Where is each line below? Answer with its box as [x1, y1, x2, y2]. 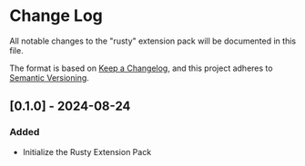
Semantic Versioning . [9, 72, 89, 83]
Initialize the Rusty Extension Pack [22, 146, 152, 157]
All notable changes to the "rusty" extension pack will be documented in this [9, 35, 297, 46]
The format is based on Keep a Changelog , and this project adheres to [9, 63, 273, 73]
